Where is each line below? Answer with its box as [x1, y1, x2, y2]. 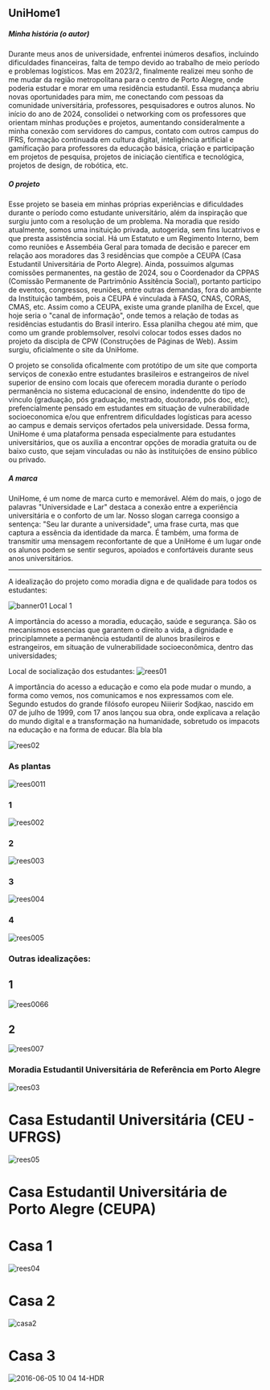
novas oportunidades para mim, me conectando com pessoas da [8, 92, 223, 102]
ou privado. [8, 455, 47, 464]
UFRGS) [8, 1128, 62, 1146]
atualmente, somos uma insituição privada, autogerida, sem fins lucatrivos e [8, 225, 261, 235]
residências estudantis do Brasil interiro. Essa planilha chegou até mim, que [8, 319, 259, 329]
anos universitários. [8, 554, 74, 564]
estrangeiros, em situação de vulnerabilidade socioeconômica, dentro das [8, 643, 254, 652]
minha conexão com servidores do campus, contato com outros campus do [8, 127, 260, 136]
